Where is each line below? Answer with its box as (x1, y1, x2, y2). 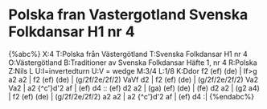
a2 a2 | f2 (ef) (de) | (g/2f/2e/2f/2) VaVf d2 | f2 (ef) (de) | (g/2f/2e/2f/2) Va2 (8, 75, 259, 84)
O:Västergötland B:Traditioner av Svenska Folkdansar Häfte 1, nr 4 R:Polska (8, 58, 257, 67)
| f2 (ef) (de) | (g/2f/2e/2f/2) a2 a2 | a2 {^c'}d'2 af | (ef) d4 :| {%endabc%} (8, 91, 255, 101)
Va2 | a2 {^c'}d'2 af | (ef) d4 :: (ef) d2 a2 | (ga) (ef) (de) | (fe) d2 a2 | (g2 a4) (8, 83, 260, 93)
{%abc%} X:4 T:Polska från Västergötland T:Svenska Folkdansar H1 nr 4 (8, 49, 248, 59)
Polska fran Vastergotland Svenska (8, 6, 249, 24)
